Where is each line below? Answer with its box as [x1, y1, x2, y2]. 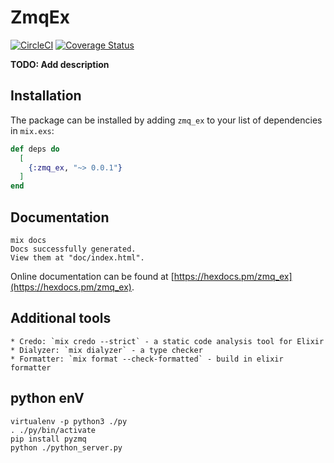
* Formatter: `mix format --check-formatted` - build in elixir [10, 354, 284, 364]
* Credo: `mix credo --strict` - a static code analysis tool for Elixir [10, 336, 325, 346]
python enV [10, 390, 85, 407]
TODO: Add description [10, 58, 110, 70]
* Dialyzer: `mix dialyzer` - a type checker [10, 345, 203, 355]
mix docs [10, 235, 47, 245]
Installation [10, 87, 82, 105]
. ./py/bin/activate [10, 425, 97, 435]
